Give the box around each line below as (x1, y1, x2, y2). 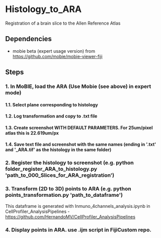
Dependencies (5, 35, 52, 43)
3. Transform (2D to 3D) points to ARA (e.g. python (5, 185, 132, 192)
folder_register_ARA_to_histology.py (5, 166, 97, 173)
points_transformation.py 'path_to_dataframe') (5, 192, 123, 199)
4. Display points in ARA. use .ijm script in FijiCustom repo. (5, 226, 152, 233)
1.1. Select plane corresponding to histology (5, 101, 98, 107)
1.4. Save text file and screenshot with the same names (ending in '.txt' (5, 142, 156, 148)
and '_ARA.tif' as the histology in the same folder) (5, 147, 112, 153)
